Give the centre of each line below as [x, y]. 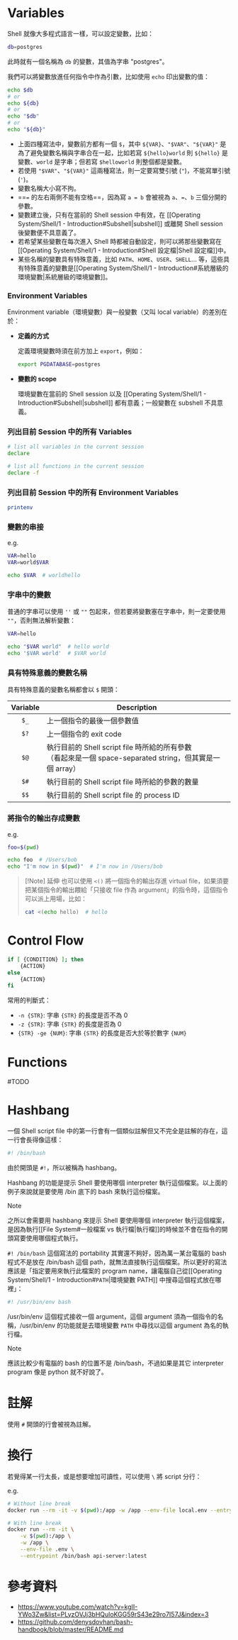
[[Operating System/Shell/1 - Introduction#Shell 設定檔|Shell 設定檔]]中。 [124, 250]
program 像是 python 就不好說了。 [57, 1372]
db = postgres [25, 47]
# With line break [34, 1523]
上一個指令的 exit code [84, 734]
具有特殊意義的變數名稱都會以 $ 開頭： [64, 690]
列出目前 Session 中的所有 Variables [70, 432]
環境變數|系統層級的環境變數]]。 [64, 277]
